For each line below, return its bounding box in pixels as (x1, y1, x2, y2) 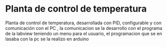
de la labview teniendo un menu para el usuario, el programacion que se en (5, 30, 162, 36)
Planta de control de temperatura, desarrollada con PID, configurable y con (5, 20, 162, 26)
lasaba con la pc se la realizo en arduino (5, 36, 90, 42)
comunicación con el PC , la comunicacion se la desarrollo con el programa (5, 25, 163, 31)
